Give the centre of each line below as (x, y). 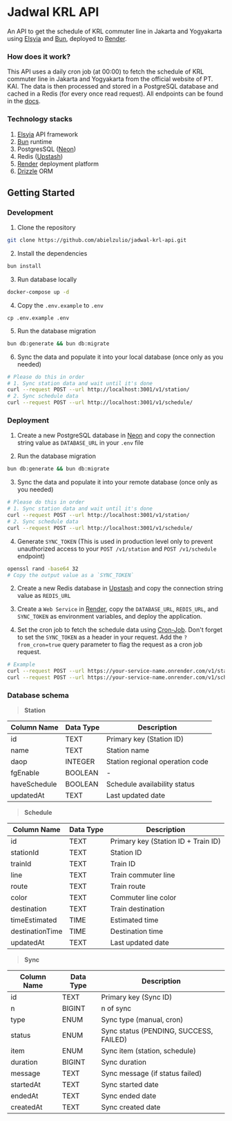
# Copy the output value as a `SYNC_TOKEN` (71, 575)
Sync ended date (129, 1096)
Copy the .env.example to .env (60, 305)
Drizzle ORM (35, 171)
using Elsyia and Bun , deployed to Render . (67, 38)
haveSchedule (34, 784)
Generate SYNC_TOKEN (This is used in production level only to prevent (115, 541)
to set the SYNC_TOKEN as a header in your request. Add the (100, 637)
